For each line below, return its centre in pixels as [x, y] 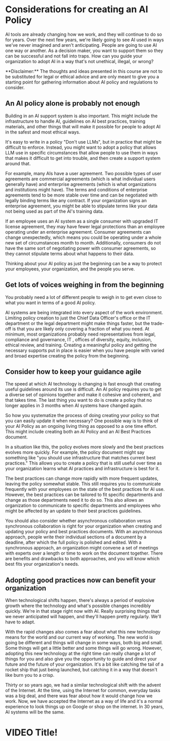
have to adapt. [20, 622]
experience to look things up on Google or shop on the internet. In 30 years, [84, 707]
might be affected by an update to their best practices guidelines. [74, 511]
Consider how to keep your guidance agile [73, 372]
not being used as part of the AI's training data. [55, 211]
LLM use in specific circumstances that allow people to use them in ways [82, 153]
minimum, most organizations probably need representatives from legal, [80, 334]
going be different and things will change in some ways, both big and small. [84, 643]
